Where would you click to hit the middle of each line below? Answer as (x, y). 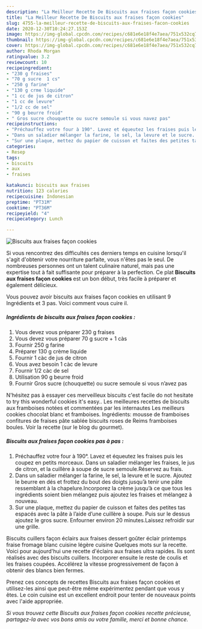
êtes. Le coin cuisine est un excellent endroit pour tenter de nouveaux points (101, 595)
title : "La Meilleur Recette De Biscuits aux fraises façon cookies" (95, 17)
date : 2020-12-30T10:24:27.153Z (47, 29)
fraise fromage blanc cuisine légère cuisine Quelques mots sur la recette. (97, 545)
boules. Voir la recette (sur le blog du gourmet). (65, 427)
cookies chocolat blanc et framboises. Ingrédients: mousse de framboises (98, 414)
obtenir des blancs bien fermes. (46, 571)
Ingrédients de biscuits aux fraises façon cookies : (71, 317)
